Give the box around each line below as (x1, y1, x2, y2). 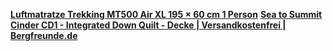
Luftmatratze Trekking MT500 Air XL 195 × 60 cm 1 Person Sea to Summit (10, 9, 323, 20)
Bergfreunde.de (10, 30, 78, 41)
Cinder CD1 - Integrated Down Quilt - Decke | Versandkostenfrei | (10, 19, 287, 31)
